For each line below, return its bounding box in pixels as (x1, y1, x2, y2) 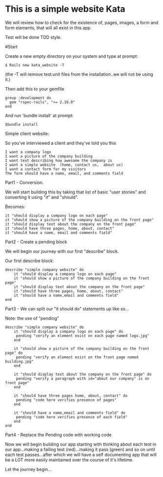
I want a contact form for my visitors (5, 166, 86, 172)
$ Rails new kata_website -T (5, 63, 64, 68)
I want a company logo (5, 149, 51, 155)
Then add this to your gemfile (5, 86, 64, 91)
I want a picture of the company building (5, 154, 93, 159)
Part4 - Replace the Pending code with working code (5, 432, 112, 437)
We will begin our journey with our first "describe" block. (5, 248, 119, 254)
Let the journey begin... (5, 466, 52, 472)
